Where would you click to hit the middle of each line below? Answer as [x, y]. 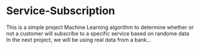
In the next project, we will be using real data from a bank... [79, 40]
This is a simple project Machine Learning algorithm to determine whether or [100, 27]
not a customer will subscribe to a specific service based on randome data [98, 33]
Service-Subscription [61, 11]
